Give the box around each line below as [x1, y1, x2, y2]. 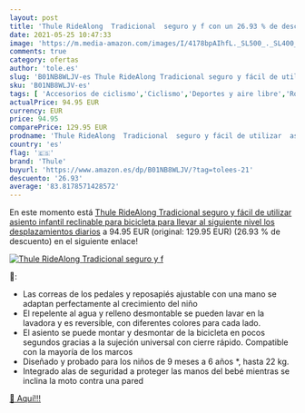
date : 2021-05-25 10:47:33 [9, 30, 112, 39]
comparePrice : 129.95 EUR [9, 123, 107, 133]
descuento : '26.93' [9, 173, 84, 182]
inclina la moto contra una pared [22, 376, 143, 387]
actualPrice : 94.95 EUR [9, 97, 100, 107]
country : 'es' [9, 140, 64, 149]
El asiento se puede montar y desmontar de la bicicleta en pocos [22, 328, 266, 339]
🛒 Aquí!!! [9, 393, 42, 404]
